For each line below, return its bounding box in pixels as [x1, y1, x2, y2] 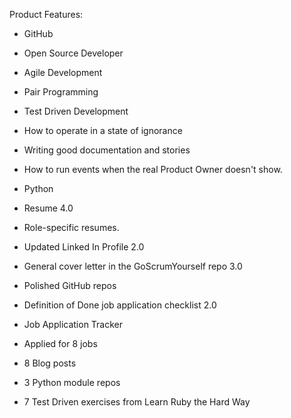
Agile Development [23, 67, 103, 78]
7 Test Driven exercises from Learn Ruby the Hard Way [23, 396, 251, 408]
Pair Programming [23, 86, 99, 98]
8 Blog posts [23, 357, 77, 369]
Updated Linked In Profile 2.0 [23, 241, 145, 253]
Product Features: [9, 9, 84, 20]
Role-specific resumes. [23, 222, 120, 233]
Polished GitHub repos [23, 280, 117, 291]
